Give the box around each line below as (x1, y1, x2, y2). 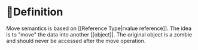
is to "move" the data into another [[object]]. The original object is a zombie (6, 31, 193, 38)
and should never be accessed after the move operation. (6, 37, 146, 44)
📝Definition (6, 5, 63, 19)
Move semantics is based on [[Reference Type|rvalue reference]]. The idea (6, 25, 192, 32)
